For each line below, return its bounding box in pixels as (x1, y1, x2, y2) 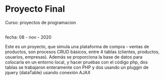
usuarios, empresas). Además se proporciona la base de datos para (5, 54, 143, 60)
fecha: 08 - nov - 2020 (5, 34, 52, 40)
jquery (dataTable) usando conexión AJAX (5, 69, 91, 75)
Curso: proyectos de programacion (5, 20, 76, 25)
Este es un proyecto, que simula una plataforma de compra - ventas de (5, 43, 149, 49)
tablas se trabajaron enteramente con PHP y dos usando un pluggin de (5, 64, 149, 70)
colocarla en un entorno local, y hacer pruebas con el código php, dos (5, 59, 148, 65)
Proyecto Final (5, 3, 66, 15)
